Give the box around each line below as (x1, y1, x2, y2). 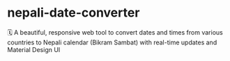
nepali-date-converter (7, 5, 140, 21)
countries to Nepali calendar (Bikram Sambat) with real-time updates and (7, 38, 217, 46)
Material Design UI (7, 45, 61, 53)
